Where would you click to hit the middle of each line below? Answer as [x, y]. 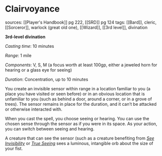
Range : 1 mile [18, 55]
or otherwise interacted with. [34, 109]
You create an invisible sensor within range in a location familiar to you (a [78, 88]
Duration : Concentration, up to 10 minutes [47, 79]
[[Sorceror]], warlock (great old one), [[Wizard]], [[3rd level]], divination [76, 27]
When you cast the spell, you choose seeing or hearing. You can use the [77, 118]
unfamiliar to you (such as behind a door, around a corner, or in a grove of [79, 99]
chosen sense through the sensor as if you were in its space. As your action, [81, 124]
